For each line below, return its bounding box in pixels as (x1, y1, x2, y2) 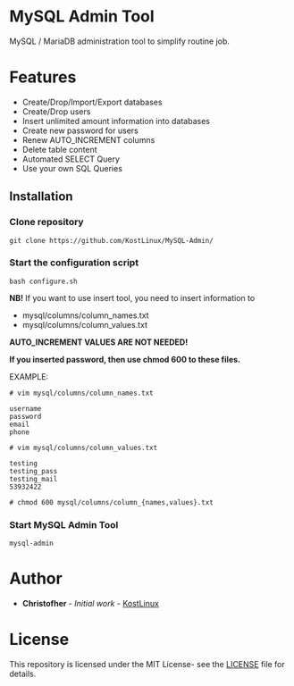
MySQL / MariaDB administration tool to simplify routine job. (9, 36, 231, 46)
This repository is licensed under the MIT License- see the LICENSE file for (9, 659, 285, 670)
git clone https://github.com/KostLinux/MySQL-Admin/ (9, 236, 214, 245)
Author (9, 569, 63, 589)
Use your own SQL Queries (21, 163, 123, 173)
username (9, 404, 42, 413)
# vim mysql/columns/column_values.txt (9, 443, 158, 452)
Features (9, 67, 77, 88)
